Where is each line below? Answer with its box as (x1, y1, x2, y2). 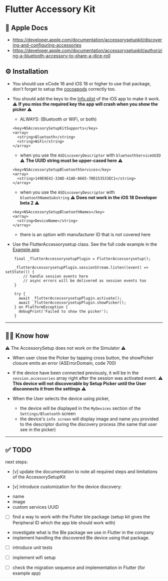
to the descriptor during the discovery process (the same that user (19, 421, 157, 427)
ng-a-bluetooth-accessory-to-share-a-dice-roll (12, 53, 111, 59)
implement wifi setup (12, 554, 56, 560)
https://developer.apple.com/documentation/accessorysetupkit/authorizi (12, 48, 162, 53)
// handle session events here (23, 273, 88, 279)
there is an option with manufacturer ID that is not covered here (19, 231, 151, 237)
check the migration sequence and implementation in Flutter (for (12, 564, 145, 570)
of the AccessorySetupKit (12, 474, 66, 480)
